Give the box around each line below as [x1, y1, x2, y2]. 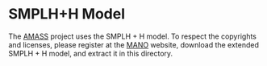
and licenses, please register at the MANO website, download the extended [8, 39, 260, 49]
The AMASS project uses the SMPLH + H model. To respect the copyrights [8, 31, 257, 41]
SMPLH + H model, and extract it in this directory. [8, 48, 173, 58]
